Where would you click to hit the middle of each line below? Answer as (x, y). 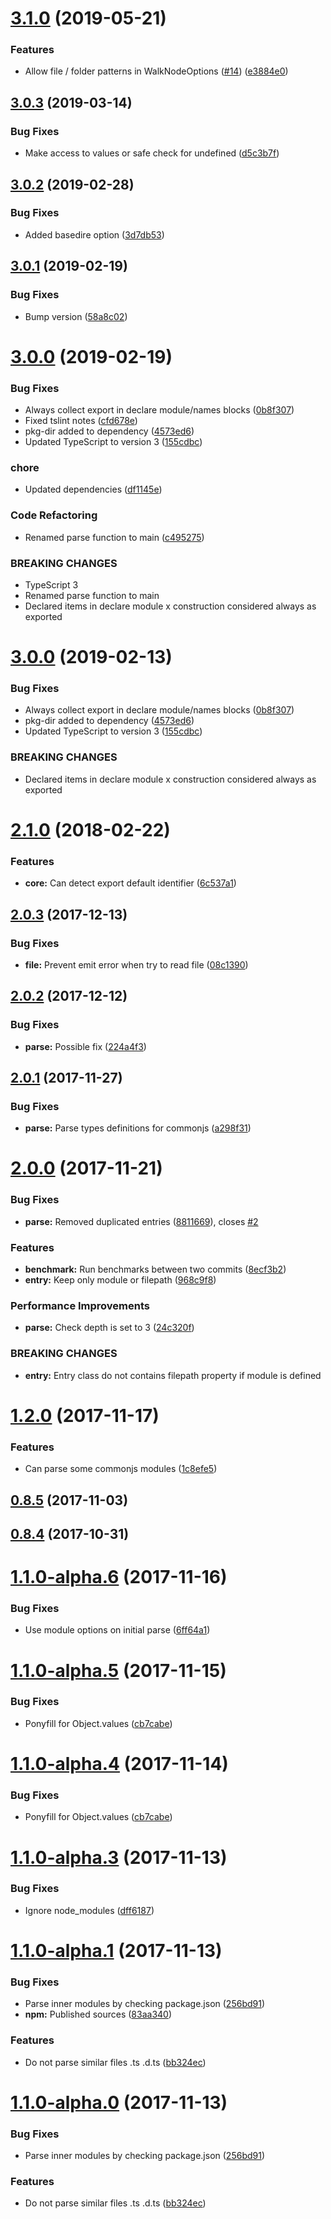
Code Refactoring (54, 515)
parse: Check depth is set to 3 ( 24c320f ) (109, 1328)
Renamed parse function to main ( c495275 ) (114, 537)
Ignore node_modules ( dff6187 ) (89, 1910)
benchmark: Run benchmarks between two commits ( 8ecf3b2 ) (155, 1269)
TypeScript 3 (51, 584)
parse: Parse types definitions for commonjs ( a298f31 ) (138, 1128)
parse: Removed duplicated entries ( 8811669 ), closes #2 (141, 1221)
